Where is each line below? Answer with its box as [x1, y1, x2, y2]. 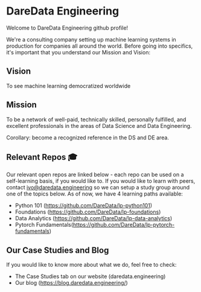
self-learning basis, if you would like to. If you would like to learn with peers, [6, 177, 196, 185]
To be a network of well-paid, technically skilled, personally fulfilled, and [6, 116, 187, 123]
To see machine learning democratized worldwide [6, 82, 131, 89]
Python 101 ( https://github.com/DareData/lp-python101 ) [14, 202, 153, 209]
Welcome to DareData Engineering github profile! [6, 24, 129, 31]
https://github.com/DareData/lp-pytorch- [72, 221, 175, 229]
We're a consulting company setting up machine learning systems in [6, 36, 176, 43]
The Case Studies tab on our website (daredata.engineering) [14, 273, 166, 280]
